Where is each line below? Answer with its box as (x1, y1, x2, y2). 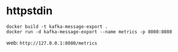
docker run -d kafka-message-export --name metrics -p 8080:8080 (6, 28, 172, 35)
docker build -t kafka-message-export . (6, 24, 109, 30)
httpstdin (6, 4, 53, 18)
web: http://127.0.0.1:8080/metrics (6, 39, 97, 46)
